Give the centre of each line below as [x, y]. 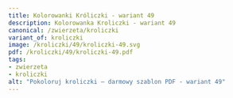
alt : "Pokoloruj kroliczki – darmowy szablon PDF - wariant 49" [117, 81]
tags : [17, 60]
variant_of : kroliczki [46, 38]
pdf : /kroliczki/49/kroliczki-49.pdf [71, 52]
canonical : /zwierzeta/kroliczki [64, 30]
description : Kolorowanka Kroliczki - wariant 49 [92, 23]
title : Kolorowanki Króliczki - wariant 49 [82, 15]
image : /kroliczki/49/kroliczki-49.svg [74, 45]
